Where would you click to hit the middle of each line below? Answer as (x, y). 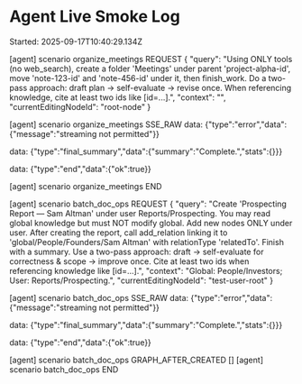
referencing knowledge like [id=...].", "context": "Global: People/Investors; (146, 270)
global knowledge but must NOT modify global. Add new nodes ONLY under (151, 223)
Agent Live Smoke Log (95, 17)
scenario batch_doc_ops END (64, 369)
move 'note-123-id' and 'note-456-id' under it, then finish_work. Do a (138, 78)
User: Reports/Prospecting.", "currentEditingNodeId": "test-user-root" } (141, 280)
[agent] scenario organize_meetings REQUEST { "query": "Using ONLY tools (151, 59)
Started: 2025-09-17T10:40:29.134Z (76, 41)
